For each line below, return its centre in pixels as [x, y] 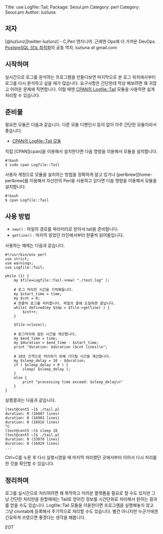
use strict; [17, 259]
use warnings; [19, 263]
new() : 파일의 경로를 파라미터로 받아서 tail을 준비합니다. [65, 229]
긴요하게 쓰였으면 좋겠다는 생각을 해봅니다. [45, 517]
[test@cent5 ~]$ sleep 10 [31, 431]
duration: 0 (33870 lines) [32, 439]
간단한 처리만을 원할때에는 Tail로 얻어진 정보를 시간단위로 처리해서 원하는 [79, 499]
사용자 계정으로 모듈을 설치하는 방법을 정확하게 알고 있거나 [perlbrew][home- [79, 174]
